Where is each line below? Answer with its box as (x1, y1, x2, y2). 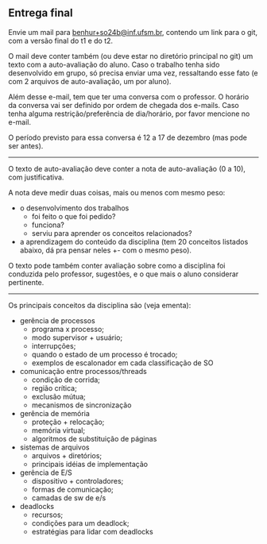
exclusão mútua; (31, 392, 86, 401)
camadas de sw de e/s (31, 492, 106, 503)
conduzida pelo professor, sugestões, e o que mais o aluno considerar (8, 269, 239, 279)
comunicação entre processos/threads (19, 366, 147, 376)
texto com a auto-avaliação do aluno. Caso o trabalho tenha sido (8, 60, 220, 69)
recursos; (31, 510, 64, 519)
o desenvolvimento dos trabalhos (19, 203, 130, 213)
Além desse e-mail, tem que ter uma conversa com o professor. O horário (8, 91, 250, 102)
